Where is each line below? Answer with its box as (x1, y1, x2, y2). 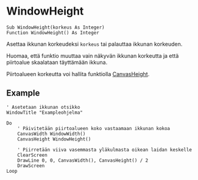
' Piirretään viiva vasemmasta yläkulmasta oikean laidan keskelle (17, 147, 192, 153)
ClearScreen (17, 152, 48, 158)
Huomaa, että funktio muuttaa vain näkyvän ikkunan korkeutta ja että (6, 52, 179, 59)
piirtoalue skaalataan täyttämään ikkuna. (6, 58, 108, 66)
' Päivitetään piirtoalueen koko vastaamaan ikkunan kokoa (17, 125, 171, 131)
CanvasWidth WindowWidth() (17, 131, 86, 137)
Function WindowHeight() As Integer (6, 29, 99, 36)
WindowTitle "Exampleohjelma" (6, 109, 83, 116)
